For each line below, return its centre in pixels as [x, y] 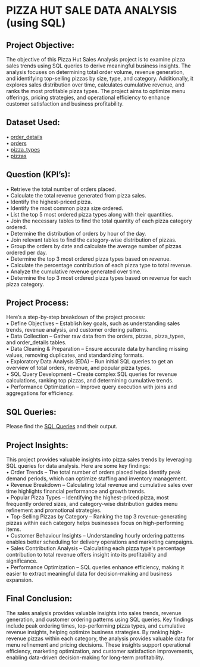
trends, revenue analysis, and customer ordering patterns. [77, 330]
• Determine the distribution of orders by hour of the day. [76, 233]
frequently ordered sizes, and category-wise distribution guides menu [92, 504]
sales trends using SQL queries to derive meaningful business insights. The [99, 66]
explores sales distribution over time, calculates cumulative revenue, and [95, 85]
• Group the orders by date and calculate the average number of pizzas [94, 246]
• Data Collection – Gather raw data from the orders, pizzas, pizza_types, [96, 336]
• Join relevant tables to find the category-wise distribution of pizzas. [91, 240]
